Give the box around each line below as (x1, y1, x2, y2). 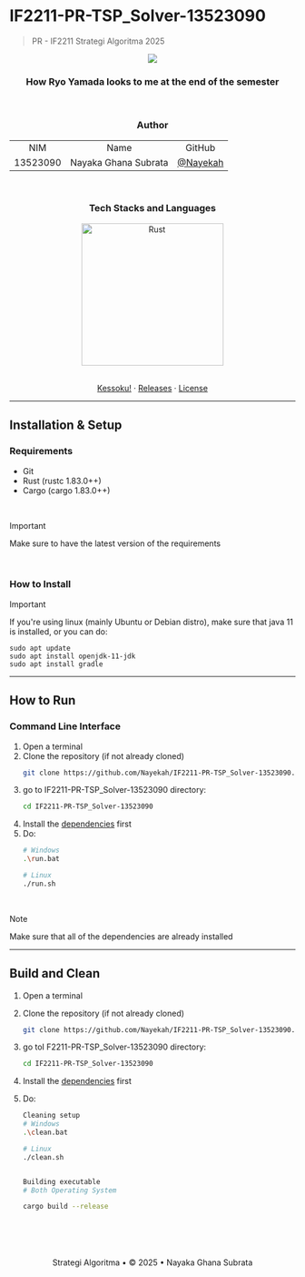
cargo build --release (22, 1202, 109, 1211)
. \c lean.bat (22, 1128, 68, 1138)
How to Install (9, 578, 71, 591)
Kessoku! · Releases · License (96, 382, 209, 393)
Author (136, 119, 169, 132)
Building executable (22, 1177, 101, 1186)
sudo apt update (9, 644, 71, 653)
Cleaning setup (22, 1111, 81, 1120)
